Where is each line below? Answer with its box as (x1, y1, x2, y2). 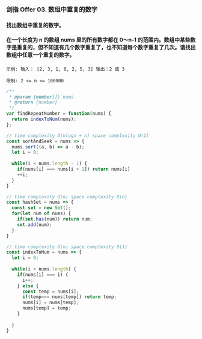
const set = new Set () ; (11, 205, 71, 211)
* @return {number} (8, 99, 58, 106)
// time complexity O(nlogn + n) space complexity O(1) (6, 132, 149, 139)
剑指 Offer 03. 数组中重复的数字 (6, 5, 98, 13)
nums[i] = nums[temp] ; (22, 299, 79, 306)
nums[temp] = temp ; (22, 305, 71, 311)
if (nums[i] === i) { (17, 272, 69, 278)
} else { (17, 282, 39, 289)
